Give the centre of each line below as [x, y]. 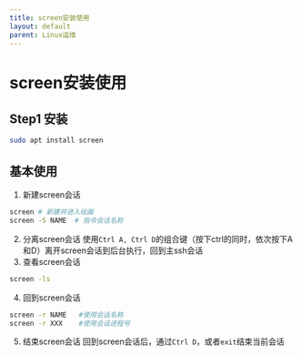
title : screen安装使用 [50, 18]
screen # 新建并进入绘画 [51, 212]
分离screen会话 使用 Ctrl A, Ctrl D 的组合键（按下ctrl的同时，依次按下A [158, 238]
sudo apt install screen [56, 141]
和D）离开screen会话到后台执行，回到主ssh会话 [112, 250]
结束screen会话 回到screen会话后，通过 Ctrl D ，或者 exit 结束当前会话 [153, 341]
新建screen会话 [51, 195]
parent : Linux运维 [43, 35]
